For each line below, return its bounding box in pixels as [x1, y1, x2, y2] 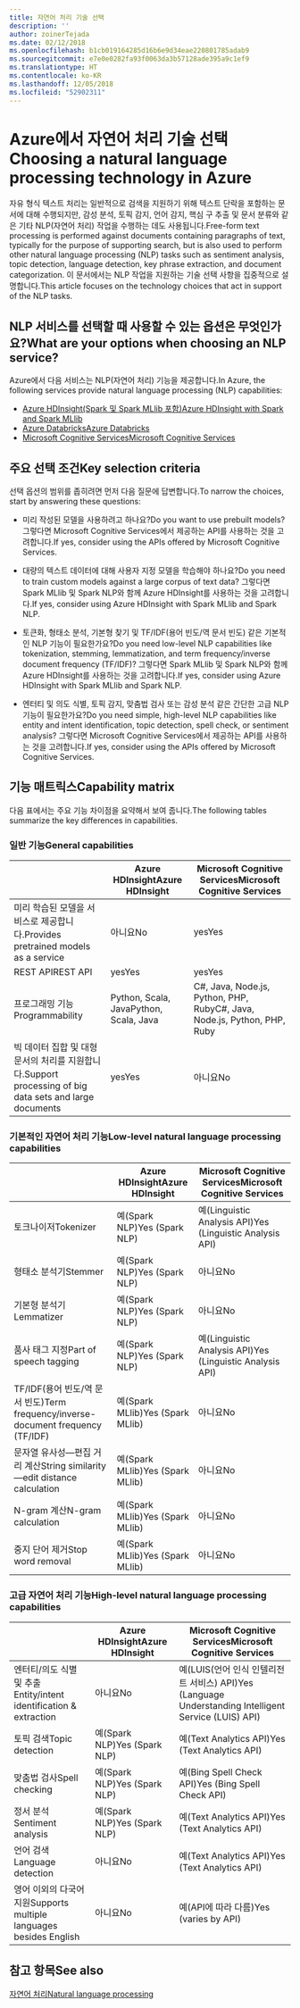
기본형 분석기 [13, 1299, 66, 1312]
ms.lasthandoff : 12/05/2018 [9, 79, 114, 88]
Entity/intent [13, 1688, 64, 1701]
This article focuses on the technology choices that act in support [39, 280, 283, 291]
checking [13, 1783, 53, 1796]
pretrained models [13, 940, 91, 953]
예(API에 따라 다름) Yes [179, 1901, 271, 1913]
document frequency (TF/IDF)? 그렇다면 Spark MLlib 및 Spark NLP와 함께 [21, 659, 288, 670]
